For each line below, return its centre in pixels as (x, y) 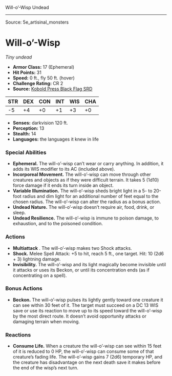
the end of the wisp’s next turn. (45, 368)
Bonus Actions (24, 288)
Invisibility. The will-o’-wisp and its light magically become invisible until (89, 264)
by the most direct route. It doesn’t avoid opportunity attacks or (80, 316)
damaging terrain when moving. (46, 321)
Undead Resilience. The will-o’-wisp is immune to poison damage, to (86, 218)
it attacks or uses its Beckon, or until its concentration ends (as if (81, 270)
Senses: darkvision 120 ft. (40, 123)
